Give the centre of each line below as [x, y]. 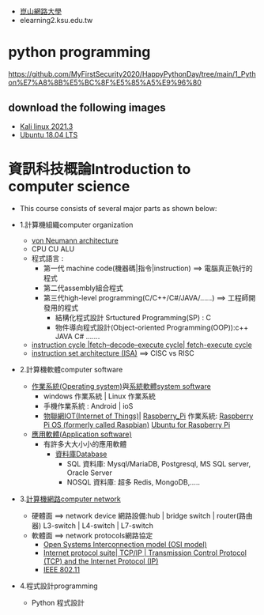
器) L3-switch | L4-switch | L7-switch [92, 525]
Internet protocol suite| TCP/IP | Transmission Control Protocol [145, 553]
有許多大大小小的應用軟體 [85, 443]
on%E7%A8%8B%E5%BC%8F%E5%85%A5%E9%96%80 [105, 83]
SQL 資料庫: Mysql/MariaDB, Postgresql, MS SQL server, [159, 463]
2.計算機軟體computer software [71, 369]
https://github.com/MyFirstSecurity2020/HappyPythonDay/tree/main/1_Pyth [132, 74]
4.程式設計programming [58, 586]
